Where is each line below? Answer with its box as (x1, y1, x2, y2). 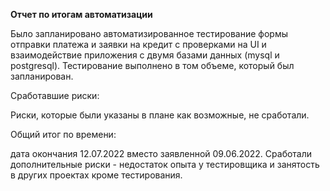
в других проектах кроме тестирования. (10, 169, 183, 181)
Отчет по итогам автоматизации (10, 9, 153, 20)
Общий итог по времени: (10, 129, 117, 140)
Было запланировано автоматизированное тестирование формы (10, 28, 288, 39)
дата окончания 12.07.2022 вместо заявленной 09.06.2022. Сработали (10, 148, 313, 159)
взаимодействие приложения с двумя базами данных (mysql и (10, 49, 280, 61)
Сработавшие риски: (10, 90, 100, 101)
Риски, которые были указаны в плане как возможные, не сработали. (10, 109, 310, 121)
